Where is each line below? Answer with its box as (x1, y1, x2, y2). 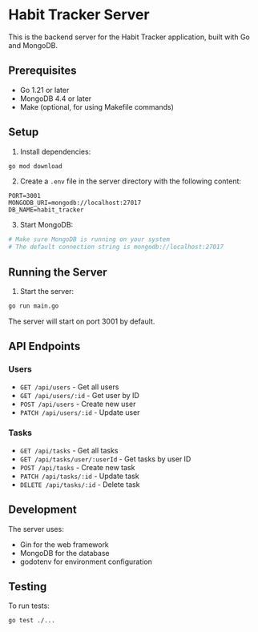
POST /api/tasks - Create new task (19, 462, 135, 472)
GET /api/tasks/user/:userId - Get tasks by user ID (19, 454, 191, 464)
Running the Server (8, 265, 107, 279)
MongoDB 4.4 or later (19, 94, 92, 103)
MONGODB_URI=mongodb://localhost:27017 (8, 199, 142, 207)
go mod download (8, 162, 62, 170)
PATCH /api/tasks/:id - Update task (19, 471, 139, 481)
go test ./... (8, 617, 56, 625)
